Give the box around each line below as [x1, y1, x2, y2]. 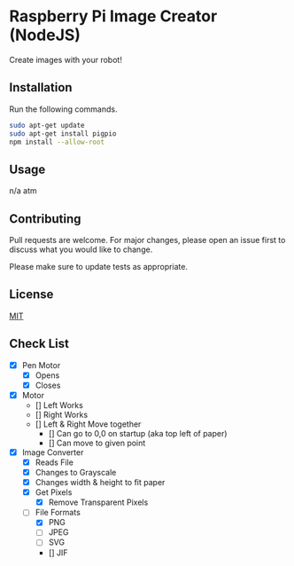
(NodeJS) [9, 25, 81, 45]
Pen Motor [21, 359, 61, 370]
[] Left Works [35, 399, 84, 410]
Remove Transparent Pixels [48, 497, 149, 507]
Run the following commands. [9, 104, 118, 114]
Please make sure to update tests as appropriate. [9, 262, 189, 271]
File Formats [35, 507, 81, 518]
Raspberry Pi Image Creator [9, 6, 218, 27]
